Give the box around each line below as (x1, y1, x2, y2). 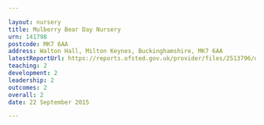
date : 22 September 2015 (8, 98, 90, 106)
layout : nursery (8, 18, 61, 26)
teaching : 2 (8, 62, 47, 70)
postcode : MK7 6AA (8, 40, 68, 48)
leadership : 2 (8, 76, 55, 84)
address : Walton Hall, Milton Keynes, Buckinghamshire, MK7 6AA (8, 48, 223, 55)
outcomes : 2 (8, 84, 47, 91)
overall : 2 (8, 91, 44, 98)
